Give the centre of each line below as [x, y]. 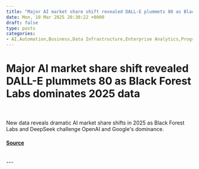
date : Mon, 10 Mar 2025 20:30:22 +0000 [55, 17]
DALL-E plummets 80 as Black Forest [99, 81]
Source [15, 142]
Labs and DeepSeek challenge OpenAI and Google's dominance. [85, 129]
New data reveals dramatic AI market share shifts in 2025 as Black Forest [95, 123]
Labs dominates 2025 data [73, 94]
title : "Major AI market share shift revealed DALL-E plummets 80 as [94, 12]
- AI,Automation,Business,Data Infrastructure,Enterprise [79, 39]
